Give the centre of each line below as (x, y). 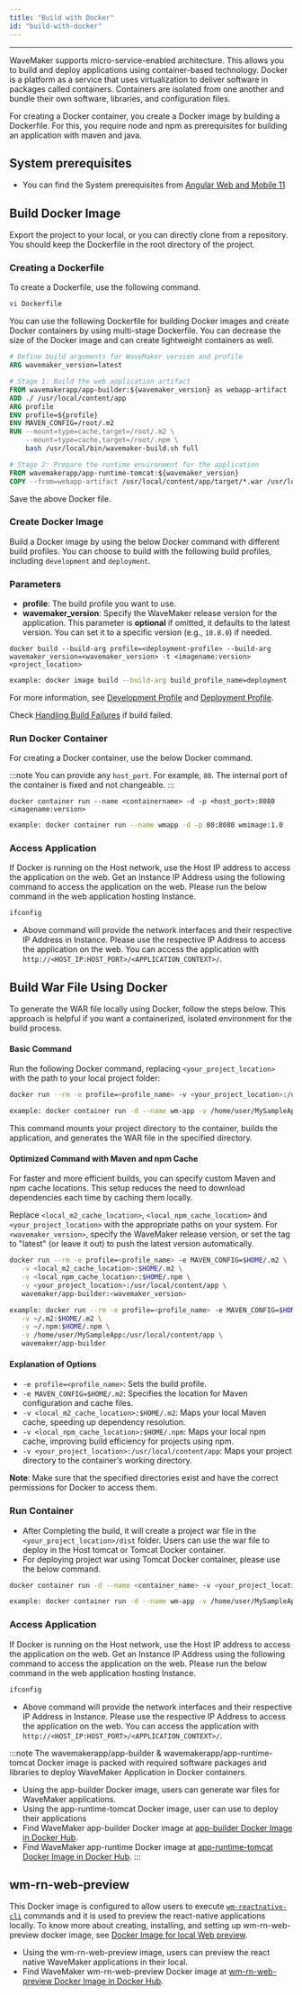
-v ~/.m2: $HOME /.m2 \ (62, 1319)
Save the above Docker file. (60, 499)
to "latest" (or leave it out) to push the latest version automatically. (132, 1244)
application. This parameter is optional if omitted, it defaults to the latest (156, 623)
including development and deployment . (80, 560)
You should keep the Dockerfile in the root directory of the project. (132, 245)
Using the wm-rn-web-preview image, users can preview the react (146, 1953)
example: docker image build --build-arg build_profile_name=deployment (148, 681)
